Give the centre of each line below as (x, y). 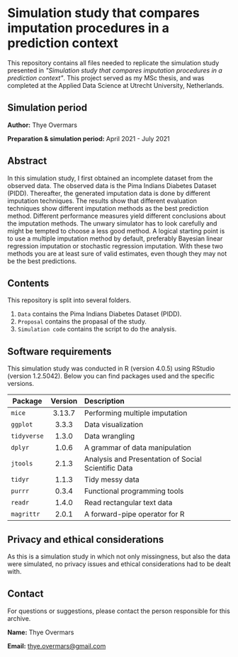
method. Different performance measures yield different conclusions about (117, 216)
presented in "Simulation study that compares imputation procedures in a (115, 70)
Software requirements (59, 352)
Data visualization (114, 425)
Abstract (27, 161)
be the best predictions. (42, 261)
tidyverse (27, 436)
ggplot (22, 425)
